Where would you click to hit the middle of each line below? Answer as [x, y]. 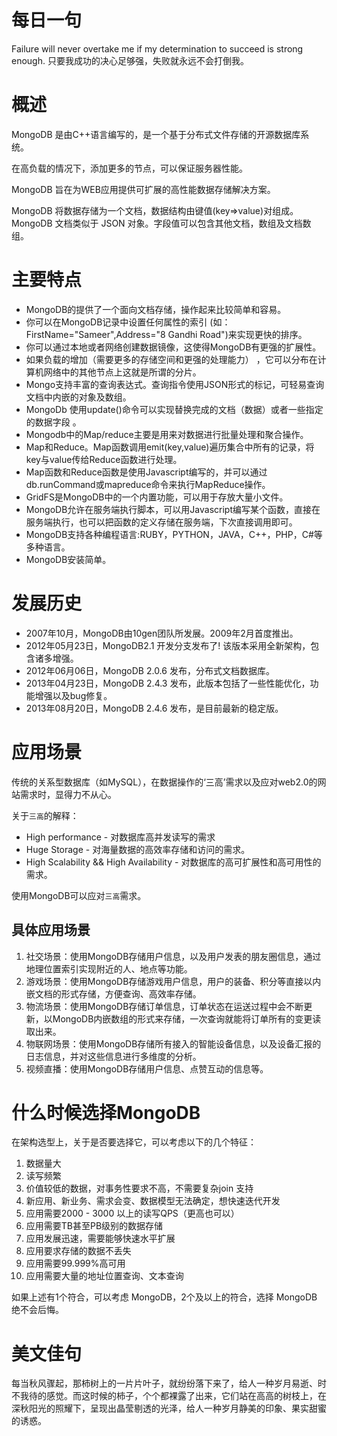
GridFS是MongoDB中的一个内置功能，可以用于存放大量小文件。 [157, 497]
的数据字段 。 [53, 422]
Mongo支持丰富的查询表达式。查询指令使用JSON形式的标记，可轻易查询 [175, 384]
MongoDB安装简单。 [68, 559]
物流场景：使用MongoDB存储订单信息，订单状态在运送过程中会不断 [164, 1006]
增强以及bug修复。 [73, 695]
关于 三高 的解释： [45, 815]
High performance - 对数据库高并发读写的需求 [120, 837]
